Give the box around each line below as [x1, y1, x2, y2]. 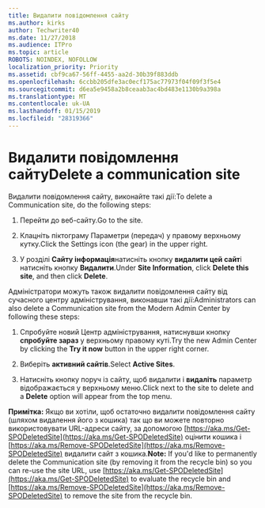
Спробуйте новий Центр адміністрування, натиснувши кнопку [19, 327, 231, 336]
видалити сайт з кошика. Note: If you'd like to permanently [64, 449, 257, 458]
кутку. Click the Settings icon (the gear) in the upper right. [19, 239, 208, 248]
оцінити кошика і [184, 432, 242, 442]
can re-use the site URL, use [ [8, 465, 106, 475]
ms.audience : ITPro [8, 41, 73, 49]
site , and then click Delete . [19, 271, 108, 281]
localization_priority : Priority [8, 63, 119, 71]
